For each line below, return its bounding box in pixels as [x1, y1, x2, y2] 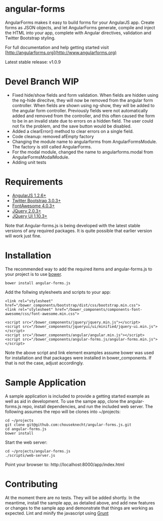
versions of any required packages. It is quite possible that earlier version [5, 228, 152, 234]
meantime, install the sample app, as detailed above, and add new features [5, 500, 155, 505]
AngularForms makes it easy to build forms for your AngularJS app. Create [5, 19, 155, 25]
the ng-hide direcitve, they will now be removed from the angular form [12, 97, 153, 103]
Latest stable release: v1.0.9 [5, 59, 61, 65]
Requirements [5, 177, 63, 188]
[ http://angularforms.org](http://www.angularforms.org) [5, 50, 117, 55]
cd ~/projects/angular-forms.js [5, 449, 71, 453]
